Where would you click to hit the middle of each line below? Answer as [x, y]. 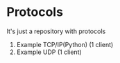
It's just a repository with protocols [56, 31]
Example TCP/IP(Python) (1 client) [65, 44]
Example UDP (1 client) [49, 52]
